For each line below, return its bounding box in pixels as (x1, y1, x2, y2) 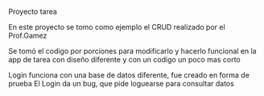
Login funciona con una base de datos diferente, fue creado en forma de (8, 70, 250, 79)
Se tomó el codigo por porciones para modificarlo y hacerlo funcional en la (8, 46, 257, 55)
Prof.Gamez (8, 31, 47, 40)
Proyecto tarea (8, 7, 58, 16)
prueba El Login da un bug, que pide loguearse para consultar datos (8, 79, 235, 88)
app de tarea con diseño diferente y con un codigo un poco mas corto (8, 55, 241, 64)
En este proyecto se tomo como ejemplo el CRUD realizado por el (8, 22, 225, 31)
